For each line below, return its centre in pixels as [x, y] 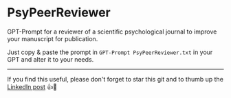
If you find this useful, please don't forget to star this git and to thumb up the [115, 79]
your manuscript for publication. [53, 38]
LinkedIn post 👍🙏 [32, 86]
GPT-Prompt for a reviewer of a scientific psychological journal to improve [112, 32]
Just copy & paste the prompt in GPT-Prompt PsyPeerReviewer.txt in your [110, 52]
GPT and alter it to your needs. [51, 59]
